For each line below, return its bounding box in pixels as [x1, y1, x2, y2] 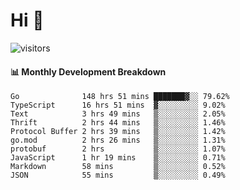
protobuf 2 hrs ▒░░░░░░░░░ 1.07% [10, 144, 226, 154]
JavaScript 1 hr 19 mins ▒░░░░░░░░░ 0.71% [10, 153, 226, 163]
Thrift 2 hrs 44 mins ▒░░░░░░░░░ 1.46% [10, 118, 226, 128]
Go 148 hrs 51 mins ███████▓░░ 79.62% [10, 92, 230, 102]
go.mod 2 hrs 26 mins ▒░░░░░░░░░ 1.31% [10, 135, 226, 146]
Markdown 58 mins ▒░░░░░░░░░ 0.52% [10, 162, 226, 172]
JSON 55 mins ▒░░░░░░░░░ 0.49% [10, 170, 226, 181]
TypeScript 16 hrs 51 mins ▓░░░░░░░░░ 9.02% [10, 100, 226, 111]
